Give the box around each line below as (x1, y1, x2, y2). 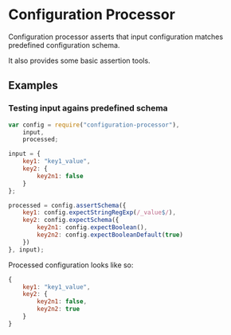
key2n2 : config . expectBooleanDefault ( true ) (37, 231, 183, 239)
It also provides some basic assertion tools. (8, 56, 151, 65)
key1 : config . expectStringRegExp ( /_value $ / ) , (22, 208, 177, 216)
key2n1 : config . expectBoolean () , (37, 224, 148, 232)
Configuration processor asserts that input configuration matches (8, 32, 224, 41)
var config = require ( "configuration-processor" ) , (8, 121, 180, 129)
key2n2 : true (37, 305, 80, 314)
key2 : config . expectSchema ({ (22, 216, 119, 224)
